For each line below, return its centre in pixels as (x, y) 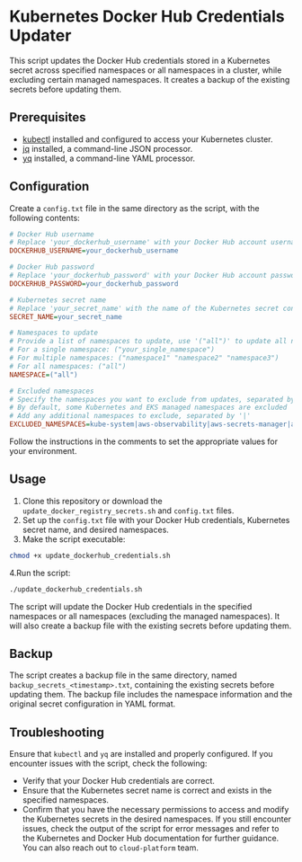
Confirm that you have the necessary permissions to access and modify (155, 810)
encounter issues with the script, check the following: (108, 764)
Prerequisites (48, 117)
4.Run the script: (40, 573)
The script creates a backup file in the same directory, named (123, 675)
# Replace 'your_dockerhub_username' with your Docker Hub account (138, 243)
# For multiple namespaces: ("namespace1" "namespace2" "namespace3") (144, 358)
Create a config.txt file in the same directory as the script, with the (134, 208)
